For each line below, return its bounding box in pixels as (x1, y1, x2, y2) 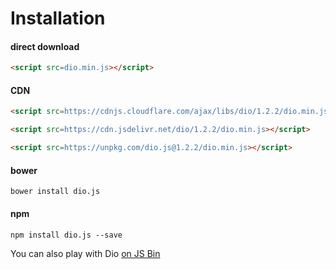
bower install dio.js (10, 187, 101, 197)
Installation (10, 7, 106, 30)
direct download (10, 40, 80, 52)
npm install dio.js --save (10, 230, 123, 240)
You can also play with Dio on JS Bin (10, 247, 161, 259)
